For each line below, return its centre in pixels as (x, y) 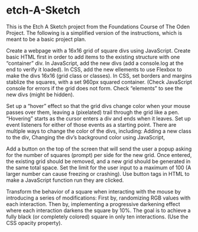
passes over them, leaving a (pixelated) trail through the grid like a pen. (93, 112)
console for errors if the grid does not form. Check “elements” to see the (95, 88)
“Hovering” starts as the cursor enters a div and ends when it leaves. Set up (98, 118)
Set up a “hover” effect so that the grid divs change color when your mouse (98, 106)
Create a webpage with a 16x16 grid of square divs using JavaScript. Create (98, 50)
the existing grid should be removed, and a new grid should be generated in (98, 161)
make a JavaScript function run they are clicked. (65, 180)
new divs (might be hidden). (40, 94)
